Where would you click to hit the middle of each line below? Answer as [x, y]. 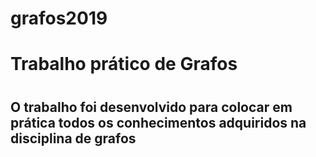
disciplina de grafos [73, 138]
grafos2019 [59, 18]
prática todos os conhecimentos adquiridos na [158, 122]
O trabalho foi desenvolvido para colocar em [151, 107]
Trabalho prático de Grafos [124, 64]
